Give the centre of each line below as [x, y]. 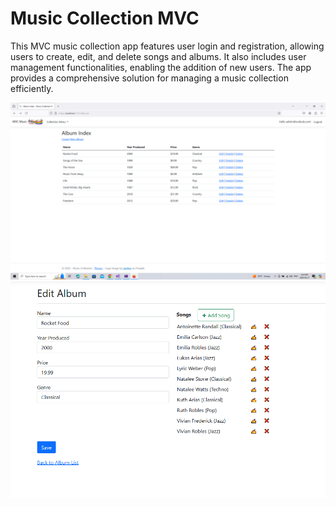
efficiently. [32, 88]
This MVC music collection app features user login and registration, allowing [167, 46]
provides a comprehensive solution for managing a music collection [149, 78]
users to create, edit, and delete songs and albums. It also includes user [158, 56]
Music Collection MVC [105, 18]
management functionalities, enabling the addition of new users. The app [161, 67]
